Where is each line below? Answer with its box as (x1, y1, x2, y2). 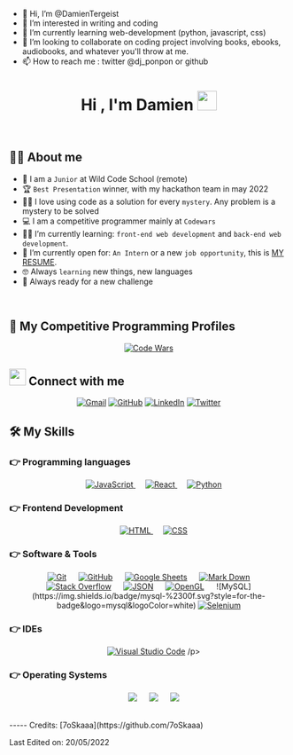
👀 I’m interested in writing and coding (21, 18, 158, 28)
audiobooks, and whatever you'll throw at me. (21, 46, 189, 57)
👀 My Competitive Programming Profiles (9, 319, 236, 334)
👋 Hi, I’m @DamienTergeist (21, 9, 120, 19)
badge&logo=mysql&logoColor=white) (56, 600, 197, 610)
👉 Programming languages (9, 455, 131, 468)
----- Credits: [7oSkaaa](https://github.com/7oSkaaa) (9, 720, 204, 731)
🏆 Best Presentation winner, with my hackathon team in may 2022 (21, 183, 269, 194)
